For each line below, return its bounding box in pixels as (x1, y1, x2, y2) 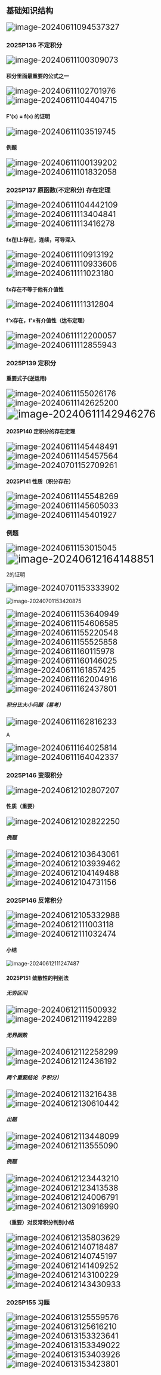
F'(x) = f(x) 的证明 (6, 112, 51, 120)
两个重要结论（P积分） (6, 1074, 63, 1081)
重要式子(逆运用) (6, 375, 47, 382)
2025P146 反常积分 (6, 896, 63, 905)
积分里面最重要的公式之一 (6, 72, 69, 80)
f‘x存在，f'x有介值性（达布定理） (6, 317, 88, 324)
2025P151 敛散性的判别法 (6, 974, 69, 982)
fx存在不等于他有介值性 (6, 286, 64, 293)
